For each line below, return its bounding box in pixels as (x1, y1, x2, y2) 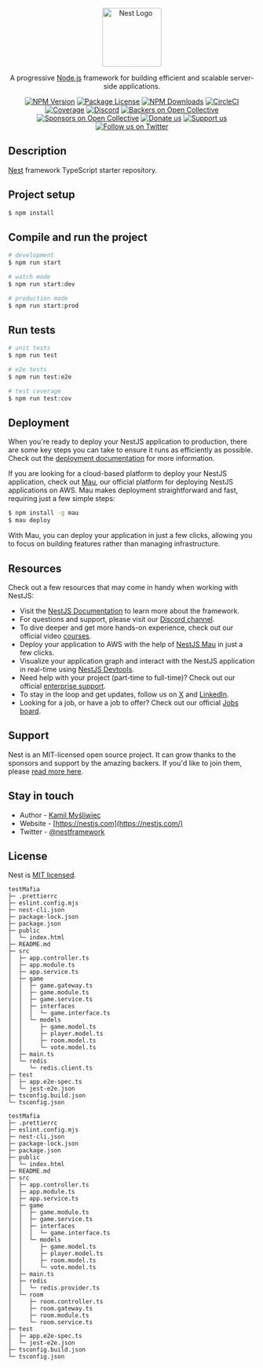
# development (8, 251, 55, 259)
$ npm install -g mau (8, 509, 79, 518)
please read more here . (8, 766, 84, 776)
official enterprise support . (19, 682, 106, 690)
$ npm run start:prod (8, 302, 79, 309)
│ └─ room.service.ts (8, 1319, 93, 1326)
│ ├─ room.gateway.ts (8, 1304, 93, 1313)
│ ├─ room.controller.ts (8, 1298, 104, 1306)
